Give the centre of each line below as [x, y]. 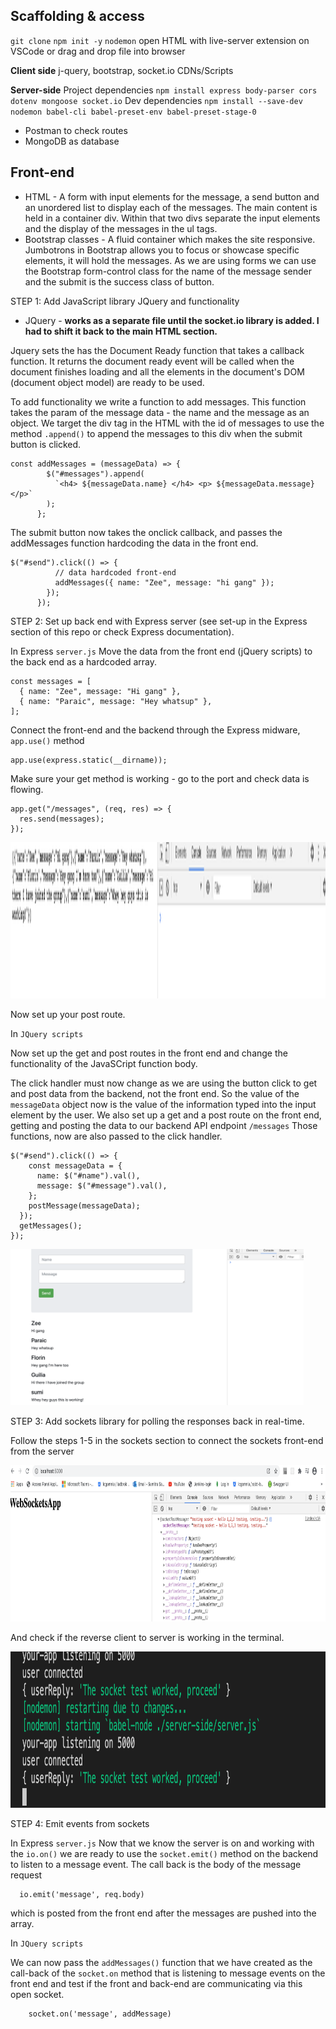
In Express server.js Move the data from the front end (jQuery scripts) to [161, 651]
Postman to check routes [76, 130]
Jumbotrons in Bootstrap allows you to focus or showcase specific [162, 250]
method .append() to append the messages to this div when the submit [156, 433]
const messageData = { [75, 1165]
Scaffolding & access [77, 16]
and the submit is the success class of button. [119, 281]
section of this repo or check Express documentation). [122, 631]
